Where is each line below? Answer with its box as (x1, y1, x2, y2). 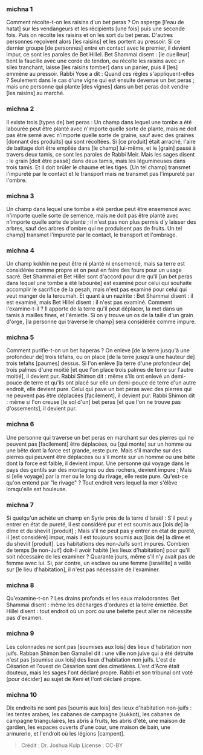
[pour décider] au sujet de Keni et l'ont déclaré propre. (6, 675, 142, 682)
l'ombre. (6, 176, 27, 184)
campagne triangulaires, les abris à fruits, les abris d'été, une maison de (6, 717, 186, 724)
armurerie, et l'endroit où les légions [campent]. (6, 730, 125, 737)
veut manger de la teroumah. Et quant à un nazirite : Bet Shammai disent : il (6, 292, 193, 300)
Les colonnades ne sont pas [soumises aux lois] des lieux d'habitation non (6, 643, 192, 650)
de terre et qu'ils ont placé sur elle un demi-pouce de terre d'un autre (23, 379, 196, 386)
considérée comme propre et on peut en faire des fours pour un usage (6, 266, 182, 274)
